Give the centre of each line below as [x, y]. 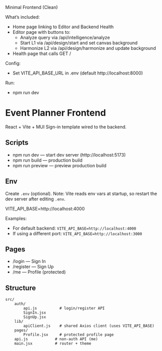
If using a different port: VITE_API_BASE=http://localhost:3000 [77, 233]
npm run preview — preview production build [60, 165]
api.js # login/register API [64, 308]
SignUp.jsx [35, 317]
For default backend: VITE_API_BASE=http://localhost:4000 [74, 228]
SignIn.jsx [35, 313]
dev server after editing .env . [35, 199]
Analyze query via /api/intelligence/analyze [65, 38]
